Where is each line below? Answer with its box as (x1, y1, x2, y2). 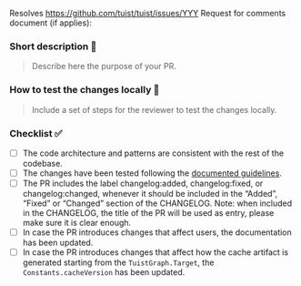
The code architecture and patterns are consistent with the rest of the (22, 148, 285, 158)
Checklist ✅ (9, 127, 63, 139)
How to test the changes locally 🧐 (9, 84, 160, 97)
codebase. (22, 158, 64, 169)
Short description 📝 (9, 40, 97, 53)
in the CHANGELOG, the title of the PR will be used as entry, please (22, 208, 275, 219)
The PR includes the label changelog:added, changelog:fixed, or (22, 178, 264, 189)
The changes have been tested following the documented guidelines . (22, 168, 282, 179)
